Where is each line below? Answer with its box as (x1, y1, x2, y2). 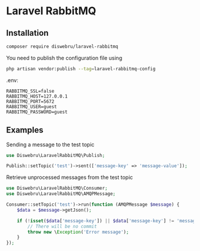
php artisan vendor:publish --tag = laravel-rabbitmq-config (6, 65, 156, 72)
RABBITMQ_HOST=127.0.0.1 (6, 93, 68, 99)
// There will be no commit (27, 223, 97, 230)
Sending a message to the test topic (6, 141, 95, 148)
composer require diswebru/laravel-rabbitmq (6, 43, 118, 49)
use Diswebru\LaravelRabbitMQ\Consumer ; (6, 186, 108, 192)
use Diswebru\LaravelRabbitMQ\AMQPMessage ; (6, 191, 116, 197)
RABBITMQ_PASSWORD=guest (6, 109, 68, 115)
